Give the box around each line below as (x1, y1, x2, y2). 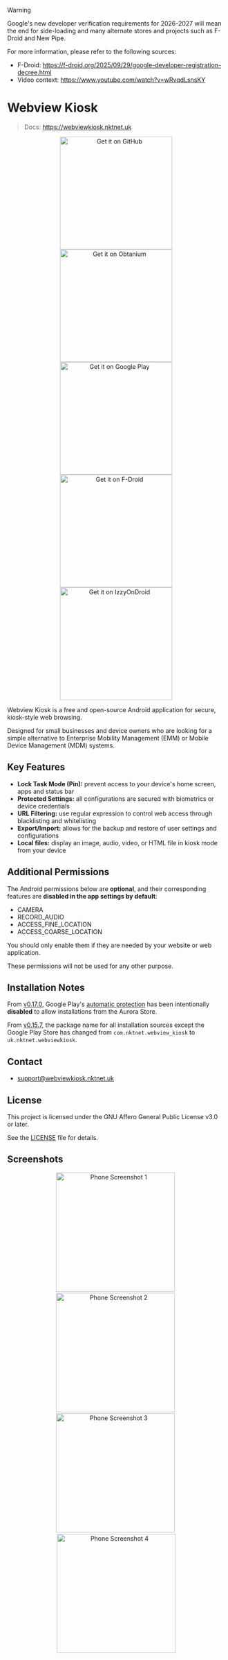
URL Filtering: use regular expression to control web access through (17, 809, 213, 818)
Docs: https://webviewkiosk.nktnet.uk (23, 123, 132, 131)
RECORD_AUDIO (17, 913, 64, 921)
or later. (7, 1120, 29, 1128)
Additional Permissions (7, 866, 109, 878)
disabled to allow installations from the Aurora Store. (7, 1008, 158, 1016)
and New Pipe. (23, 34, 66, 42)
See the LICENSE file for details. (7, 1134, 99, 1141)
